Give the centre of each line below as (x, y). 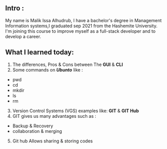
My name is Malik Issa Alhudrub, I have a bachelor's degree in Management (83, 20)
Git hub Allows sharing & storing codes (52, 141)
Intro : (15, 8)
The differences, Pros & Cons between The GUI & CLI (68, 64)
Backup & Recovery (33, 126)
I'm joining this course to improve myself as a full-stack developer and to (80, 31)
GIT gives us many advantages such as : (54, 116)
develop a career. (23, 36)
